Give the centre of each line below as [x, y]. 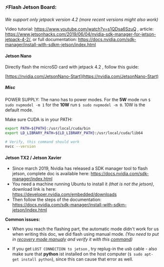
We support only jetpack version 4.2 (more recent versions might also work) [82, 20]
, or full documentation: [53, 40]
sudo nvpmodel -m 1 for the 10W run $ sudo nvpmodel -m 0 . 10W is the [75, 105]
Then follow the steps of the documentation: [57, 200]
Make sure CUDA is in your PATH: [39, 120]
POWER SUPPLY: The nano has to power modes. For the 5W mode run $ [78, 100]
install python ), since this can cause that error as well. [77, 259]
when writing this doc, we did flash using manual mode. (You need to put [85, 234]
